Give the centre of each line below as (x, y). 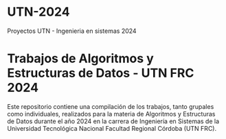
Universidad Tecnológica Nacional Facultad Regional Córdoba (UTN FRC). (112, 128)
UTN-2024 (38, 12)
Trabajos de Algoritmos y (81, 59)
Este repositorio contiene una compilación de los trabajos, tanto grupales (111, 106)
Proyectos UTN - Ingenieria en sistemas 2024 (72, 31)
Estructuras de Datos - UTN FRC (101, 73)
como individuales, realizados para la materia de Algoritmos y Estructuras (111, 114)
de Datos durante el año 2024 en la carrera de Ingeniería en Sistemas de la (113, 121)
